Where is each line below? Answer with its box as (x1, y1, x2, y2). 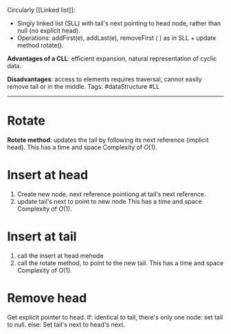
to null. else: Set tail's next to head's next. (7, 320, 126, 328)
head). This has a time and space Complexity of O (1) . (7, 143, 158, 151)
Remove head (7, 291, 87, 306)
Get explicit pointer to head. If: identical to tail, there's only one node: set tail (7, 313, 223, 321)
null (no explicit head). (16, 27, 80, 34)
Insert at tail (7, 229, 77, 244)
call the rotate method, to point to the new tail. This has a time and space (16, 258, 224, 267)
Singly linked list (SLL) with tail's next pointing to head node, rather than (16, 19, 221, 27)
